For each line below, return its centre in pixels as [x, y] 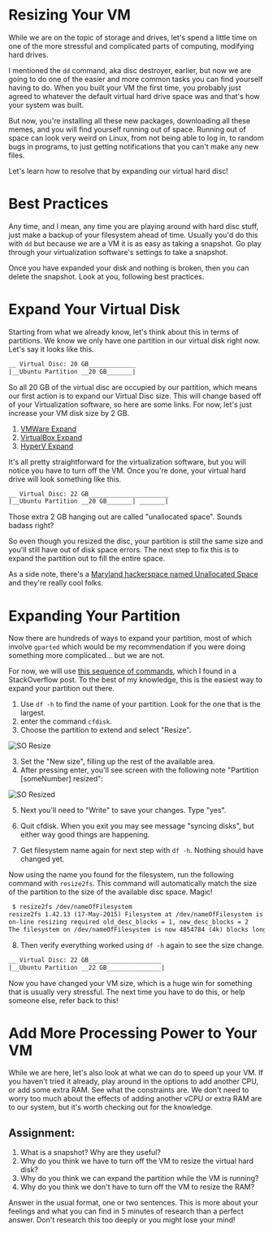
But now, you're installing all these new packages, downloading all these [129, 120]
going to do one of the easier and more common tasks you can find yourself [136, 79]
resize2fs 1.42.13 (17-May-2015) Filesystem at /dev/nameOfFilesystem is [136, 915]
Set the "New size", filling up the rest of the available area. [117, 762]
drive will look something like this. [65, 479]
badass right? [31, 526]
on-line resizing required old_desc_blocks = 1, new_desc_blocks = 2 [129, 922]
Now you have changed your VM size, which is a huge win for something [130, 983]
